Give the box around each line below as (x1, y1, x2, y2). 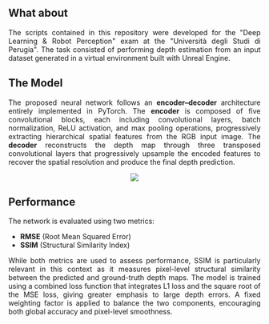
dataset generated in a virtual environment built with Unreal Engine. (8, 53, 231, 62)
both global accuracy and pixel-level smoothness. (8, 307, 173, 317)
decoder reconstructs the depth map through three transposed (8, 140, 261, 150)
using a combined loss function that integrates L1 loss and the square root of (8, 282, 261, 291)
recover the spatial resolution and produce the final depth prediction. (8, 157, 235, 166)
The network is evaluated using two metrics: (8, 216, 155, 226)
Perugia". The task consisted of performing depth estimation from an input (8, 44, 261, 54)
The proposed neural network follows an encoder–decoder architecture (8, 98, 261, 107)
